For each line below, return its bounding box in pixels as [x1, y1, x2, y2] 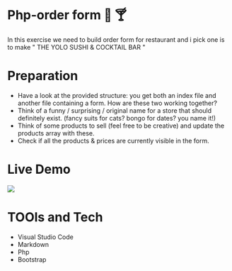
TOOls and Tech [7, 209, 103, 225]
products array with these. [17, 128, 95, 137]
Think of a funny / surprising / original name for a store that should [17, 106, 212, 115]
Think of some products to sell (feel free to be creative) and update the [17, 121, 225, 130]
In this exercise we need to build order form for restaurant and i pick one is [7, 35, 225, 44]
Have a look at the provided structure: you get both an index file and [17, 91, 217, 99]
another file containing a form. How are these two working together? [17, 99, 218, 107]
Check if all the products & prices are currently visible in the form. [17, 136, 210, 145]
